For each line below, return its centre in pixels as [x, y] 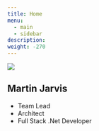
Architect [31, 113]
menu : [15, 21]
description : [27, 40]
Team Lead [34, 106]
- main [23, 27]
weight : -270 [27, 47]
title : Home [25, 14]
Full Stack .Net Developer [54, 120]
